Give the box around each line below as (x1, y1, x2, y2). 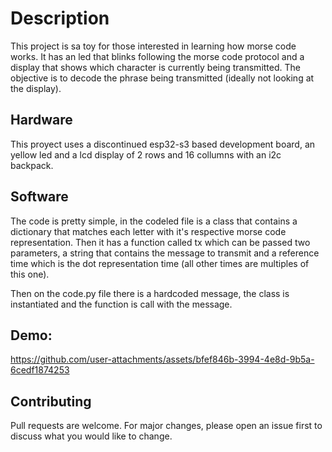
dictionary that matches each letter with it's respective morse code (10, 225, 287, 237)
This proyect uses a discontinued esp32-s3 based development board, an (10, 138, 316, 150)
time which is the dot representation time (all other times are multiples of (10, 257, 310, 269)
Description (10, 7, 110, 30)
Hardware (10, 112, 73, 129)
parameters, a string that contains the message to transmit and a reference (10, 247, 320, 259)
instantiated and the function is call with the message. (10, 298, 233, 310)
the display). (10, 82, 62, 94)
